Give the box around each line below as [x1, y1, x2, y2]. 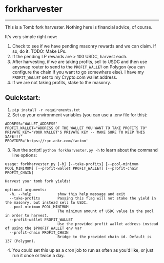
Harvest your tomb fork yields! [5, 178, 71, 184]
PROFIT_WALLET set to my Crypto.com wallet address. [12, 74, 117, 80]
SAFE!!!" [5, 134, 23, 139]
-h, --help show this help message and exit [9, 192, 125, 197]
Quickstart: [5, 94, 41, 102]
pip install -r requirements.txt [12, 108, 81, 112]
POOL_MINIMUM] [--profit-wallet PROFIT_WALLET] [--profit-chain [5, 166, 139, 171]
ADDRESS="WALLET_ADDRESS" [5, 121, 58, 126]
